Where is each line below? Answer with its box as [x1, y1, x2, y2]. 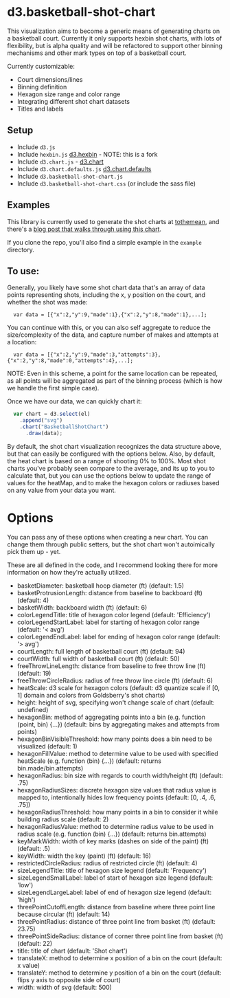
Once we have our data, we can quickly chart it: [7, 397, 142, 406]
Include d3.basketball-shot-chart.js [16, 172, 124, 180]
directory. [7, 245, 34, 254]
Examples [7, 199, 50, 211]
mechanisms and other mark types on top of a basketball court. [7, 49, 187, 57]
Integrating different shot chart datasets [16, 97, 130, 105]
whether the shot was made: [7, 298, 88, 307]
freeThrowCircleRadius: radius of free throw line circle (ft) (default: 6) [16, 676, 214, 685]
